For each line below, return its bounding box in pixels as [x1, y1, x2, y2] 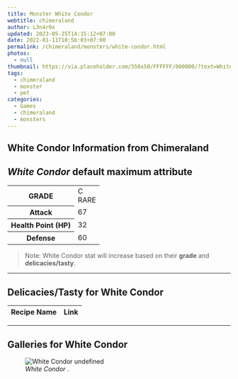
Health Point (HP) [11, 220, 71, 230]
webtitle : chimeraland [7, 17, 74, 24]
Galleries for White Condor [7, 338, 128, 351]
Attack [29, 208, 53, 217]
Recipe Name [11, 307, 57, 317]
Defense [25, 233, 56, 243]
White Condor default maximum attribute [7, 166, 193, 178]
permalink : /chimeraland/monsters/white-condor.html [7, 43, 166, 50]
